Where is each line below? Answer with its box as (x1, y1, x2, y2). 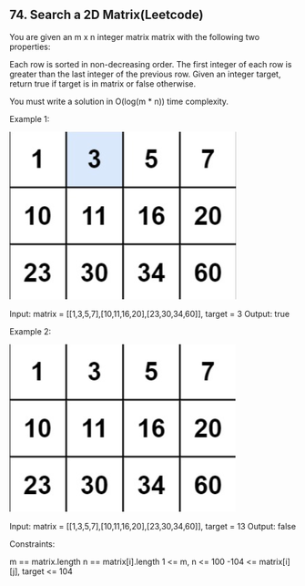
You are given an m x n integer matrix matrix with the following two (9, 31, 260, 42)
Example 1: (9, 113, 50, 124)
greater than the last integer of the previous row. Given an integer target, (9, 68, 281, 79)
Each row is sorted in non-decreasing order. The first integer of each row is (9, 58, 292, 69)
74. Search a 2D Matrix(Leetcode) (9, 7, 204, 23)
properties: (9, 41, 51, 52)
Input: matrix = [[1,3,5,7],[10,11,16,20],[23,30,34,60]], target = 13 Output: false (9, 520, 297, 531)
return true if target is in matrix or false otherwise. (9, 77, 197, 89)
